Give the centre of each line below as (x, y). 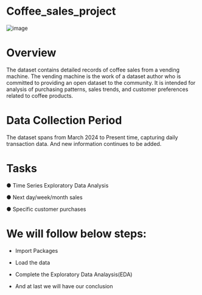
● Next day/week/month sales (45, 197)
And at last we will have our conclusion (64, 286)
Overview (31, 53)
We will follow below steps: (77, 234)
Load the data (33, 262)
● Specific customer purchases (46, 209)
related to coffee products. (40, 95)
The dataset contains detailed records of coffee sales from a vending (93, 70)
